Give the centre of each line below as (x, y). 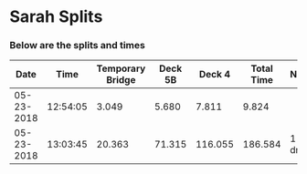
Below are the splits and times (78, 46)
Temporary (121, 68)
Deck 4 (215, 75)
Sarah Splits (56, 17)
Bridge (121, 80)
